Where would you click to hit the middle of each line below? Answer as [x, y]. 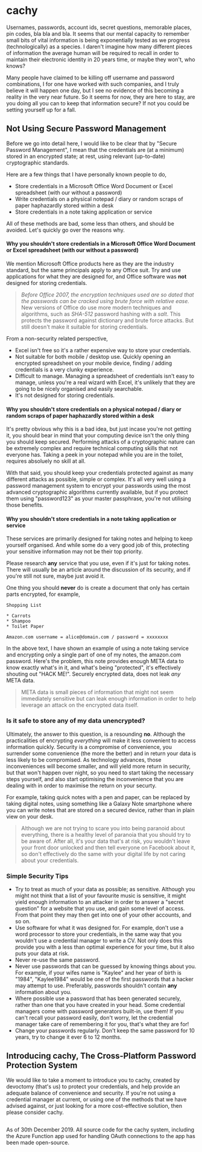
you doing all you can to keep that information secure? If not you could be [98, 103]
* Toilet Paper [25, 627]
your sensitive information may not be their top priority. [75, 552]
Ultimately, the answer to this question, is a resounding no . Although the [96, 734]
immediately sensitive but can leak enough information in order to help [109, 699]
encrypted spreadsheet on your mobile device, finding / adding [93, 363]
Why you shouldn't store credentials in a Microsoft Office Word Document [101, 244]
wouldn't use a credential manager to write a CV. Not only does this [99, 940]
